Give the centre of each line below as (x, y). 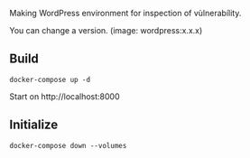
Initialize (34, 125)
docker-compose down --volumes (68, 145)
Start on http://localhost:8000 (65, 96)
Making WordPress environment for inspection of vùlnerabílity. (125, 13)
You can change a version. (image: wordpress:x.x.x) (106, 30)
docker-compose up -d (50, 79)
